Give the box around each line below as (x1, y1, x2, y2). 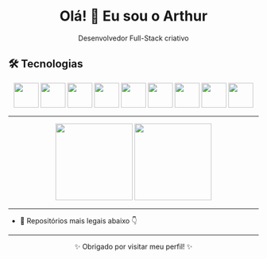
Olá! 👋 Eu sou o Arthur (59, 7, 208, 25)
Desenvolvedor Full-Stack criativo (78, 33, 189, 43)
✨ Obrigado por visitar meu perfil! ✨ (74, 242, 193, 251)
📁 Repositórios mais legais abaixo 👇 (19, 215, 137, 225)
